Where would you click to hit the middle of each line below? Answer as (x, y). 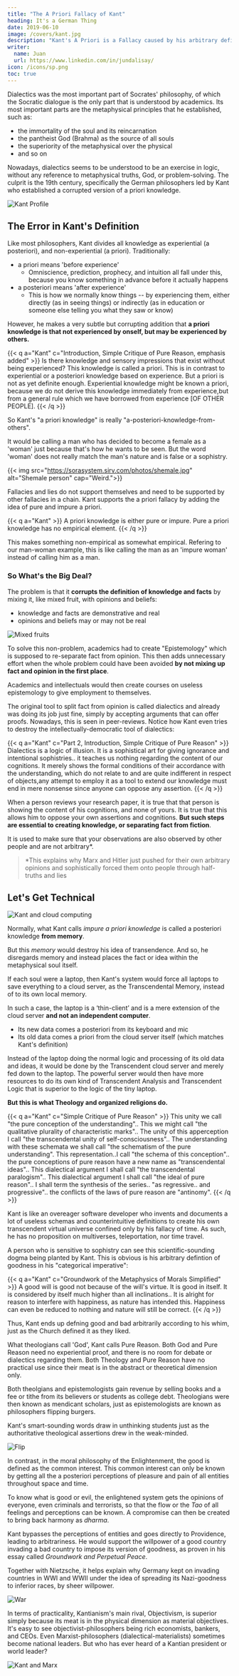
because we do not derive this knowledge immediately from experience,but (118, 391)
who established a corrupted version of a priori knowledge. (94, 190)
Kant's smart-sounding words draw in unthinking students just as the (108, 1425)
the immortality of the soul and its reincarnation (87, 131)
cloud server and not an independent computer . (79, 1016)
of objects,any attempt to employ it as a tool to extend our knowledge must (117, 781)
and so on (32, 153)
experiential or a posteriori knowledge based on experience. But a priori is (116, 376)
